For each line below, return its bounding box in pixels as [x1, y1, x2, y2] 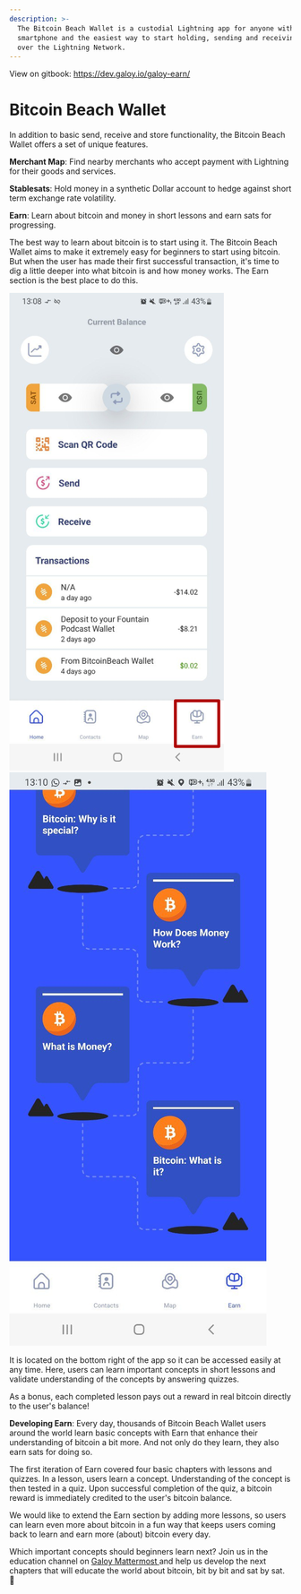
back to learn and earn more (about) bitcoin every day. [9, 1529, 211, 1540]
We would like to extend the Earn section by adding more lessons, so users [9, 1510, 287, 1521]
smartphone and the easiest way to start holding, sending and [17, 33, 258, 42]
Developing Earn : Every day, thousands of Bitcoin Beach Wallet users [9, 1418, 267, 1429]
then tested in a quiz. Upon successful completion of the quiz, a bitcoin [9, 1483, 272, 1494]
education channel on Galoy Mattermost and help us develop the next [9, 1555, 267, 1567]
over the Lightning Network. [17, 43, 126, 52]
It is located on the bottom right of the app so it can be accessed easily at [9, 1355, 281, 1366]
